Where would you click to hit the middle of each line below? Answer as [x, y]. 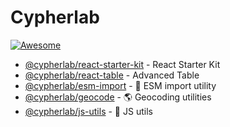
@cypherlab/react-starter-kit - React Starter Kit [122, 64]
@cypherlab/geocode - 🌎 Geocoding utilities [118, 97]
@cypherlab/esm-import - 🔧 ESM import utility [120, 85]
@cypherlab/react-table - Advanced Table [112, 75]
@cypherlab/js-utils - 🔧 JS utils [88, 111]
